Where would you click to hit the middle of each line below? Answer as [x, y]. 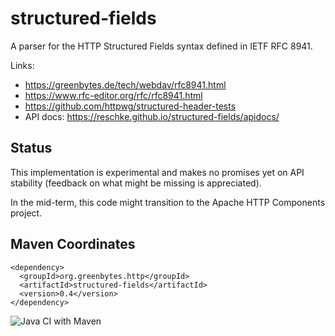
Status [31, 148]
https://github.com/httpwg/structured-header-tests [130, 106]
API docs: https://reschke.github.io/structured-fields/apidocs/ [152, 116]
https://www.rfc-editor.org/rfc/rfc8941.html [113, 95]
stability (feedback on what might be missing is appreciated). [136, 183]
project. [26, 213]
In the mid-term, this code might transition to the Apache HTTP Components [168, 202]
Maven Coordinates [73, 244]
